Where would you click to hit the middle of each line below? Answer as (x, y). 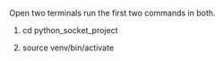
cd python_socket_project (70, 30)
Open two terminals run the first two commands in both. (112, 13)
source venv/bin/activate (68, 48)
